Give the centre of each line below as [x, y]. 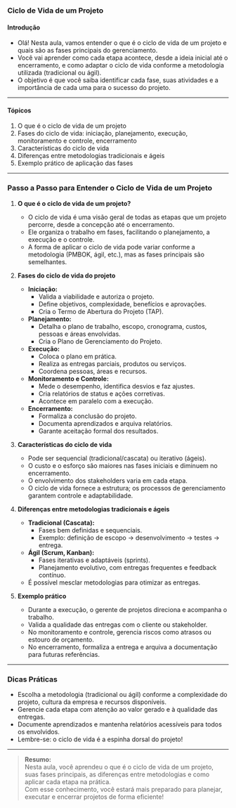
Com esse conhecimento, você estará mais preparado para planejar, [123, 789]
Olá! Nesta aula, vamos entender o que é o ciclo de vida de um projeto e [122, 43]
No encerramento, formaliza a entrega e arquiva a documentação [123, 647]
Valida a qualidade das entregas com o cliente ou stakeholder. [118, 625]
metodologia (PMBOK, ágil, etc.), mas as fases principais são [116, 254]
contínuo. [52, 575]
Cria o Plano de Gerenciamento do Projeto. [100, 341]
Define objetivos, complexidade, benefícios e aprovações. [123, 304]
